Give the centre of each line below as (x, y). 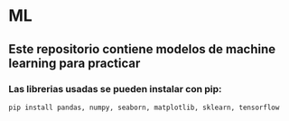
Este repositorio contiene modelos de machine (142, 49)
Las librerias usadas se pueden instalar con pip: (115, 88)
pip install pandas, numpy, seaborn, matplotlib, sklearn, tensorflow (144, 107)
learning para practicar (75, 63)
